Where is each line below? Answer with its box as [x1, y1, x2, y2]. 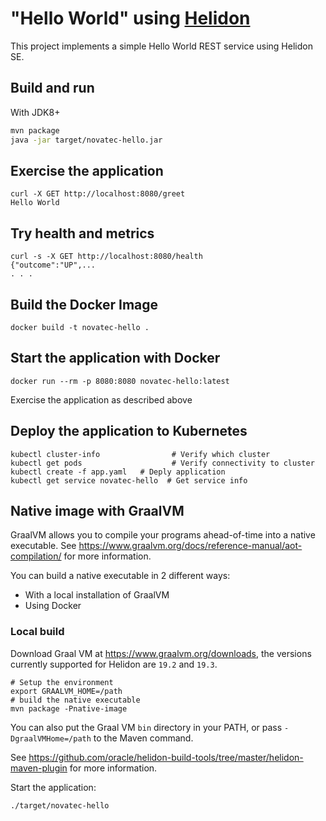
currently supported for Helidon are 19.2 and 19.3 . [10, 658, 218, 670]
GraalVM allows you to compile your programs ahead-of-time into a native [10, 529, 316, 541]
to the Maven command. [93, 732, 194, 744]
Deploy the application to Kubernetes [10, 423, 248, 440]
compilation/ [10, 550, 62, 562]
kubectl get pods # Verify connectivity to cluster [10, 458, 315, 468]
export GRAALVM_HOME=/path [10, 686, 123, 696]
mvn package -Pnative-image [10, 703, 128, 714]
